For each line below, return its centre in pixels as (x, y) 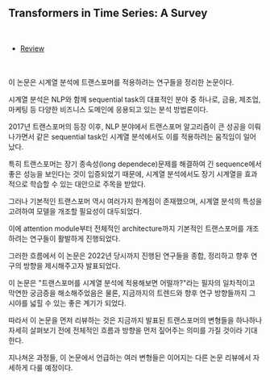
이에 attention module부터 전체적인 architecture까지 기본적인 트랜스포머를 (126, 228)
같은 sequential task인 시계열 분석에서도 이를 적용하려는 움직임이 (139, 136)
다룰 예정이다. (51, 367)
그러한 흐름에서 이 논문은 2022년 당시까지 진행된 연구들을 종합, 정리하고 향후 (129, 255)
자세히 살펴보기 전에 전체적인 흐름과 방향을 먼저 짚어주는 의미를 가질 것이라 (126, 330)
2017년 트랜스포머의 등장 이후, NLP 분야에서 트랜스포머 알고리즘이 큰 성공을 (127, 126)
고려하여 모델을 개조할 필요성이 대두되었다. (75, 211)
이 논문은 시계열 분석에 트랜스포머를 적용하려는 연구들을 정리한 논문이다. (121, 82)
